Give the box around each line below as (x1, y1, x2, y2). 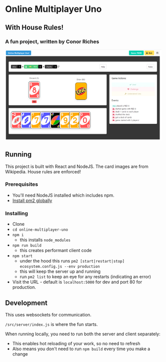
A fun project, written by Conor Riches (5, 38, 100, 45)
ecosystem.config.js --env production (19, 264, 100, 269)
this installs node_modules (19, 237, 71, 243)
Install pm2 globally (12, 197, 53, 204)
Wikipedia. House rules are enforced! (5, 168, 81, 174)
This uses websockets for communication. (5, 311, 92, 317)
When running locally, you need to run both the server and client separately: (5, 331, 161, 337)
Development (5, 299, 48, 307)
